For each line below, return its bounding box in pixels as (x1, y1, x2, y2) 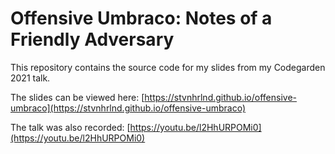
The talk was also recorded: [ (10, 121, 131, 133)
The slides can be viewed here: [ (10, 91, 145, 103)
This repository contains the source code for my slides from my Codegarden (10, 61, 326, 73)
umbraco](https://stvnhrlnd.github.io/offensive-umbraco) (10, 102, 246, 114)
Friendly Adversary (10, 28, 175, 51)
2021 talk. (10, 72, 51, 84)
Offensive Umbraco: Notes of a (10, 7, 273, 30)
